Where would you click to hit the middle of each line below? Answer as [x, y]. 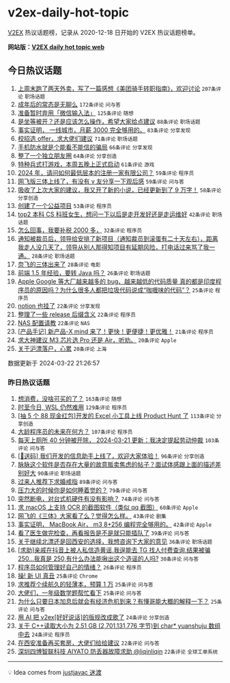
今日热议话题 [35, 71]
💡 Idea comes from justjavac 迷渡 [55, 673]
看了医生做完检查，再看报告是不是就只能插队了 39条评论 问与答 [103, 533]
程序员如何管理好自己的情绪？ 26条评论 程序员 [80, 567]
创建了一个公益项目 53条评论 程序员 [64, 205]
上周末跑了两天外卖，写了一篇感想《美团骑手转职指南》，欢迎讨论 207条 [117, 88]
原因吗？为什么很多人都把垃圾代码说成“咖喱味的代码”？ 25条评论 [125, 289]
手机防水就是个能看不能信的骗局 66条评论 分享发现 [85, 147]
